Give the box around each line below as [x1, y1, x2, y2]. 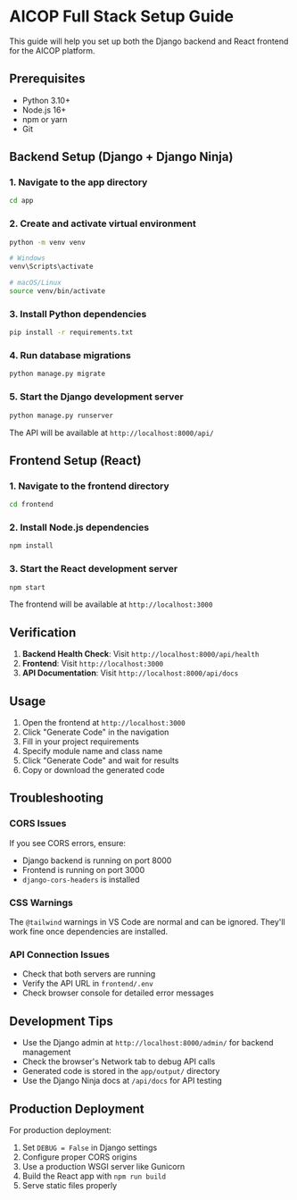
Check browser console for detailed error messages [21, 987, 214, 998]
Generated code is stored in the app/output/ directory [21, 1066, 220, 1077]
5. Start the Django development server [9, 390, 185, 403]
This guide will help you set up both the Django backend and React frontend [9, 36, 289, 46]
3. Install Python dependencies [9, 307, 147, 320]
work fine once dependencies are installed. [9, 927, 169, 937]
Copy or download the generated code [21, 765, 165, 776]
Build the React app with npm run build [21, 1171, 167, 1181]
